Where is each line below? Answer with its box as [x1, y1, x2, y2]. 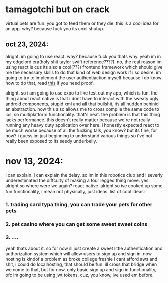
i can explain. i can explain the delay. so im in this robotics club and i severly [5, 172, 163, 178]
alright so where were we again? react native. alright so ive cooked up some [5, 182, 163, 189]
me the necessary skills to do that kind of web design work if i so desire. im [5, 69, 161, 75]
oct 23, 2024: [5, 40, 49, 49]
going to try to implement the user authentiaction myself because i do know [5, 74, 162, 81]
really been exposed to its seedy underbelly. [5, 138, 97, 144]
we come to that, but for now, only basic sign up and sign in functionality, [5, 266, 157, 272]
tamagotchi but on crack [5, 4, 110, 15]
